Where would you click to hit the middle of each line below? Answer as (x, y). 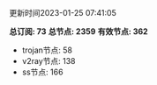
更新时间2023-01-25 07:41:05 (63, 13)
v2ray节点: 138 (49, 61)
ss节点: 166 (42, 72)
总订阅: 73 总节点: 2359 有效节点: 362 (78, 32)
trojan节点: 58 (47, 50)
